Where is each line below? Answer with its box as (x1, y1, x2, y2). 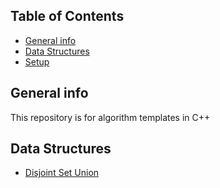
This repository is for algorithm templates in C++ (10, 111, 211, 123)
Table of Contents (10, 8, 125, 25)
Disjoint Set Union (24, 167, 100, 179)
